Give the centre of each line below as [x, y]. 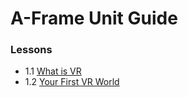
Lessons [31, 50]
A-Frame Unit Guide [94, 18]
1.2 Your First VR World [72, 82]
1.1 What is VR [53, 71]
